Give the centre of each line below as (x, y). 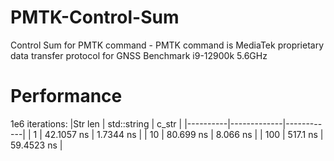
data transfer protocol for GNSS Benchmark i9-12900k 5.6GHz (139, 55)
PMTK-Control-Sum (95, 17)
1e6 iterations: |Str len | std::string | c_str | (96, 123)
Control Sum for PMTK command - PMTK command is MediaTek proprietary (167, 45)
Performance (66, 96)
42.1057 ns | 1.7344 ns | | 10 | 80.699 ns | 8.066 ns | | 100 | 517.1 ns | (184, 134)
